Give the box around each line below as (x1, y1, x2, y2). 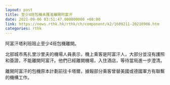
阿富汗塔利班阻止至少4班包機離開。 (5, 41, 79, 47)
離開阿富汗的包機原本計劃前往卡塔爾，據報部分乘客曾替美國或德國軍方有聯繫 (5, 68, 165, 74)
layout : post (5, 7, 33, 13)
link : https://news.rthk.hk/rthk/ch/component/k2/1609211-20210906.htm (5, 21, 159, 27)
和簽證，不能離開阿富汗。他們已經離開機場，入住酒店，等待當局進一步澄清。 (5, 57, 165, 63)
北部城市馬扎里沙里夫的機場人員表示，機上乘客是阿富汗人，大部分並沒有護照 (5, 51, 165, 57)
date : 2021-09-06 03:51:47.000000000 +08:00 (5, 17, 101, 22)
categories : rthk (5, 26, 42, 31)
